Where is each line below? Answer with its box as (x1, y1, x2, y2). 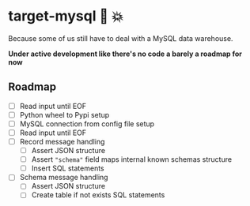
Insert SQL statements (31, 163, 104, 173)
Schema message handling (19, 173, 108, 182)
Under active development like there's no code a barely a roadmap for (8, 49, 243, 58)
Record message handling (19, 137, 105, 146)
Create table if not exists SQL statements (31, 190, 165, 200)
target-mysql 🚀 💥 (8, 7, 124, 25)
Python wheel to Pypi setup (19, 110, 110, 119)
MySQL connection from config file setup (19, 118, 155, 129)
